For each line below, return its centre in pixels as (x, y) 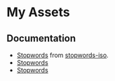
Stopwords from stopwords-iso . (63, 55)
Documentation (41, 38)
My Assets (39, 12)
